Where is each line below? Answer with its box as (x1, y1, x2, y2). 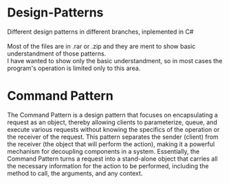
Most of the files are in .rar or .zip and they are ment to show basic (7, 42, 196, 50)
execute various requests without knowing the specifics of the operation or (7, 125, 220, 133)
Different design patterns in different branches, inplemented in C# (7, 27, 194, 36)
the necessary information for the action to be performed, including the (7, 161, 209, 170)
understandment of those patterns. (7, 49, 107, 58)
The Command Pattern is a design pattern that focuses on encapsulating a (7, 111, 218, 119)
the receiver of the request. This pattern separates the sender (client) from (7, 133, 219, 141)
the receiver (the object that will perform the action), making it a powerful (7, 139, 215, 148)
